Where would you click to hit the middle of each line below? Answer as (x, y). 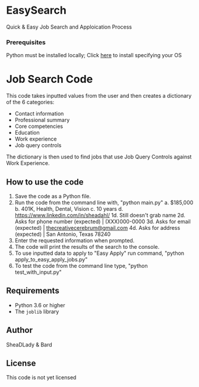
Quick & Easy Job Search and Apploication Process (69, 27)
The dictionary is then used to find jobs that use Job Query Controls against (99, 157)
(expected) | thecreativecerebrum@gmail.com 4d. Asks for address (97, 227)
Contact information (39, 114)
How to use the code (45, 182)
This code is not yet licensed (41, 377)
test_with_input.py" (38, 272)
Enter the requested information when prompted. (75, 240)
